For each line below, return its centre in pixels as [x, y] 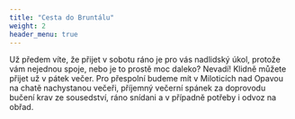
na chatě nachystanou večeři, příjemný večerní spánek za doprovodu [138, 88]
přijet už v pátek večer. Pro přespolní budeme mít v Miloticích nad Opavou [147, 79]
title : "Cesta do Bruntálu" [62, 17]
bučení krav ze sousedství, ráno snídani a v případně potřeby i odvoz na [143, 98]
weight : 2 [28, 26]
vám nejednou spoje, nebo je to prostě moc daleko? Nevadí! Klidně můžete [148, 69]
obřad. [22, 107]
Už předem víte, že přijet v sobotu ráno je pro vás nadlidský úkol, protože [145, 60]
